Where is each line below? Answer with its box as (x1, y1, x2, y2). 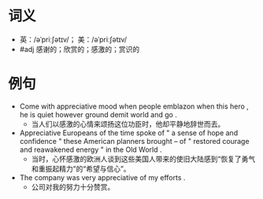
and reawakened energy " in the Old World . (19, 145, 162, 154)
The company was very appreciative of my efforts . (19, 172, 186, 182)
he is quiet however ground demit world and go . (19, 109, 177, 119)
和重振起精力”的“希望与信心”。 (31, 164, 131, 173)
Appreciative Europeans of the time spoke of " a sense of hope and (19, 127, 239, 138)
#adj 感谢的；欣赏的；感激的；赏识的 (19, 44, 140, 53)
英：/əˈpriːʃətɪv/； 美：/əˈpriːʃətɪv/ (19, 35, 128, 44)
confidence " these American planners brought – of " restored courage (19, 136, 250, 146)
